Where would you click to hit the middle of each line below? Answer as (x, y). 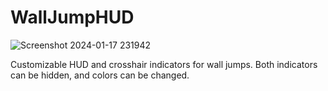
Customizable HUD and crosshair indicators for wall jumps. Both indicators (164, 64)
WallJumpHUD (72, 17)
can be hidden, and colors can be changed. (100, 75)
